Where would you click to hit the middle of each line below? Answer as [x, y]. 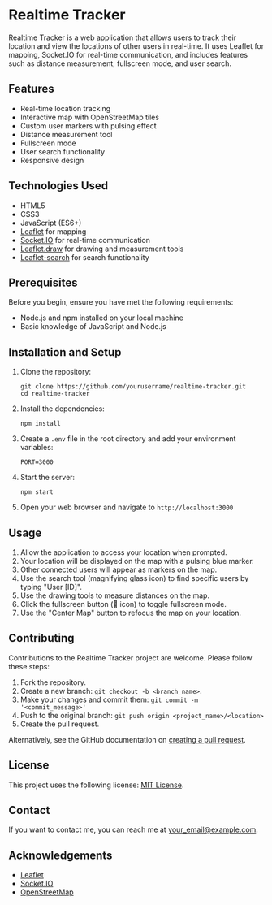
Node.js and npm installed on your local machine [102, 318]
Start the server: [47, 478]
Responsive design [52, 160]
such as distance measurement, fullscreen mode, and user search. [120, 63]
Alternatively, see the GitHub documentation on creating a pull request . [127, 739]
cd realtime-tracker [55, 394]
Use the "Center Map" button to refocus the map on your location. [131, 613]
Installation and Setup [65, 352]
